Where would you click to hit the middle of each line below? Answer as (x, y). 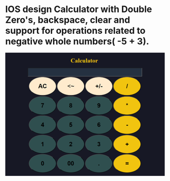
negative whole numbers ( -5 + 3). (77, 42)
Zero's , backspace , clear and (68, 20)
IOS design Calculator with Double (79, 9)
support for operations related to (75, 31)
